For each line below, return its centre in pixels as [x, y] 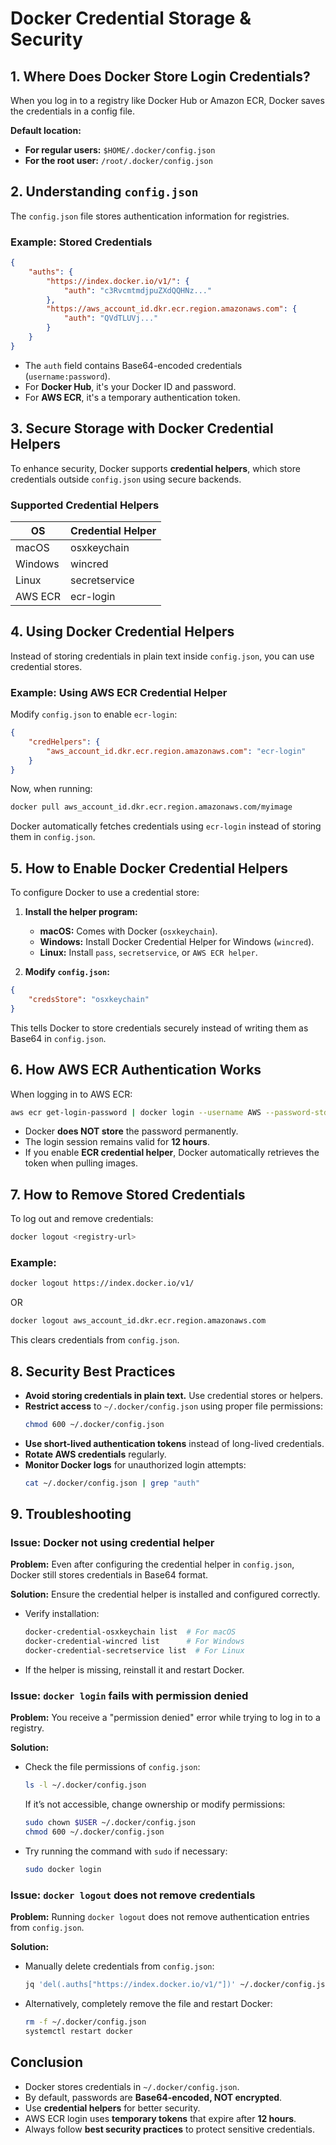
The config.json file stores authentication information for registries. [150, 216]
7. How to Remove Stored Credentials [128, 1194]
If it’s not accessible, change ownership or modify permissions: [155, 1804]
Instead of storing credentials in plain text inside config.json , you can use [162, 656]
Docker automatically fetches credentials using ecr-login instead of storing [166, 826]
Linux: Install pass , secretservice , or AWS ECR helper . [148, 953]
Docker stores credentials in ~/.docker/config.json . [132, 2086]
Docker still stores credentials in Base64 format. [109, 1575]
